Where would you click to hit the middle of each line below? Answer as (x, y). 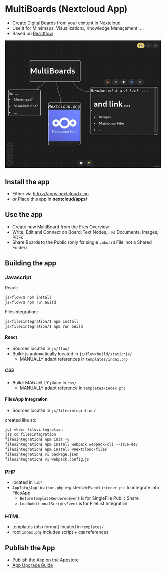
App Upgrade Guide (33, 565)
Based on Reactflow (33, 33)
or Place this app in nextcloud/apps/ (50, 199)
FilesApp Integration (27, 399)
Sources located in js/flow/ (41, 348)
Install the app (28, 182)
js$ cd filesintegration (31, 434)
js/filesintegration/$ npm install (42, 322)
